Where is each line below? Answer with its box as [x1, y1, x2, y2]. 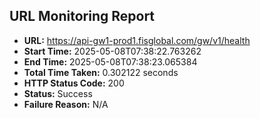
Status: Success [23, 87, 93, 99]
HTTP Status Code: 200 [23, 77, 125, 89]
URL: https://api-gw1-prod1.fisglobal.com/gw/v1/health [23, 34, 251, 46]
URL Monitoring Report [9, 8, 156, 25]
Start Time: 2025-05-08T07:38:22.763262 [23, 45, 202, 57]
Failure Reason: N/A [23, 98, 109, 110]
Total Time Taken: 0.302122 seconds [23, 66, 179, 78]
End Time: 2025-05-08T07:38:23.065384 [23, 55, 198, 68]
